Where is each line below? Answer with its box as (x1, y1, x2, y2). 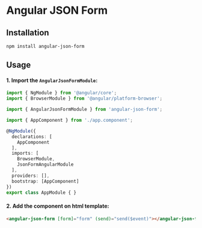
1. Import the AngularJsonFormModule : (6, 76, 98, 84)
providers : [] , (11, 172, 50, 179)
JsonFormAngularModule (17, 161, 74, 168)
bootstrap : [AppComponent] (11, 178, 79, 184)
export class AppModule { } (6, 190, 77, 196)
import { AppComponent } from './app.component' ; (6, 118, 133, 124)
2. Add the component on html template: (6, 202, 109, 210)
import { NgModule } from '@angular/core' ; (6, 90, 117, 96)
